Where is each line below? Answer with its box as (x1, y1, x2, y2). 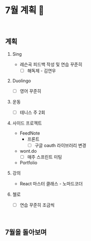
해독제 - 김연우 (27, 67, 56, 73)
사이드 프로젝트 (12, 120, 42, 126)
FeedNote (19, 130, 40, 136)
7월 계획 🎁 (5, 5, 45, 16)
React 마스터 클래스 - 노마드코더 (19, 181, 83, 187)
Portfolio (19, 160, 37, 166)
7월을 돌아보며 (5, 228, 47, 236)
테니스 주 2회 (19, 109, 46, 115)
